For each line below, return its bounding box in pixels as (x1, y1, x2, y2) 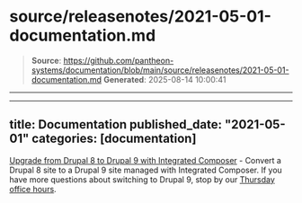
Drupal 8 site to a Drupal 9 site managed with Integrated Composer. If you (9, 164, 283, 175)
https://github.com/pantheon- (63, 55, 174, 66)
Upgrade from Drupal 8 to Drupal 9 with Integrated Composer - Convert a (9, 154, 281, 165)
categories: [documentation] (31, 131, 197, 146)
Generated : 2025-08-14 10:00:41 (102, 74, 226, 84)
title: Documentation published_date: (9, 117, 223, 132)
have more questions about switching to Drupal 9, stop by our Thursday (9, 173, 276, 185)
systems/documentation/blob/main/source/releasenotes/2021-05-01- (31, 65, 289, 75)
